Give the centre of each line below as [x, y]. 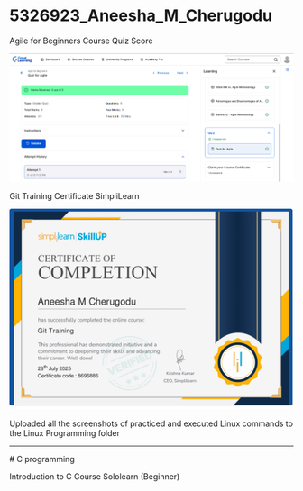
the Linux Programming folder [64, 432]
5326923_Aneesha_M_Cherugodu [141, 16]
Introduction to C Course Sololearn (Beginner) [95, 476]
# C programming [42, 459]
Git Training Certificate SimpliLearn [74, 195]
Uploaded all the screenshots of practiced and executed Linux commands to [151, 423]
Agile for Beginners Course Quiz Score [81, 41]
